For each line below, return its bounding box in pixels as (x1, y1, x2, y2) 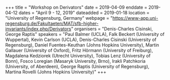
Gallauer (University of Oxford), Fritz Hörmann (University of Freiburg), (5, 48, 153, 53)
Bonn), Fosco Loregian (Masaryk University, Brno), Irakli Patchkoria (5, 58, 146, 64)
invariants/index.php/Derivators (5, 26, 72, 32)
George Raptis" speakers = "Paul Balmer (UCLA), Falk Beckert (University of (5, 31, 165, 37)
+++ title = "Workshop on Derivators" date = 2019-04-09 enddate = (5, 5, 148, 10)
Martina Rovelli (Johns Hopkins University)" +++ (5, 69, 107, 75)
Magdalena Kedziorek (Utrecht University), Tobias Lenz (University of (5, 53, 151, 59)
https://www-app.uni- (112, 15, 158, 21)
